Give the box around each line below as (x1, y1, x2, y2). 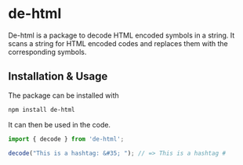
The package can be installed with (8, 91, 119, 100)
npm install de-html (8, 106, 76, 113)
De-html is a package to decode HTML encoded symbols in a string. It (8, 30, 235, 40)
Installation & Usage (8, 70, 108, 83)
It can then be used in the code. (8, 120, 111, 129)
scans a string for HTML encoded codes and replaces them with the (8, 38, 229, 48)
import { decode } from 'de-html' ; (8, 135, 125, 143)
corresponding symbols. (8, 47, 87, 56)
